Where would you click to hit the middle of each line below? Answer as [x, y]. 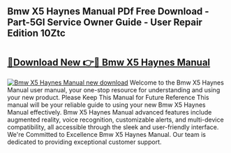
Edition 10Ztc [36, 33]
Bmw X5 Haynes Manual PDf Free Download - [108, 12]
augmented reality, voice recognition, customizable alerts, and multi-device [116, 119]
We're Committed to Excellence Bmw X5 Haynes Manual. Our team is [106, 134]
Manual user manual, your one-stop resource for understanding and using [114, 90]
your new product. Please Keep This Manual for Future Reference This [108, 97]
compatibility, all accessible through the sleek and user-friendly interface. [113, 127]
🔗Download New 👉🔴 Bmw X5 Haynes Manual [109, 62]
